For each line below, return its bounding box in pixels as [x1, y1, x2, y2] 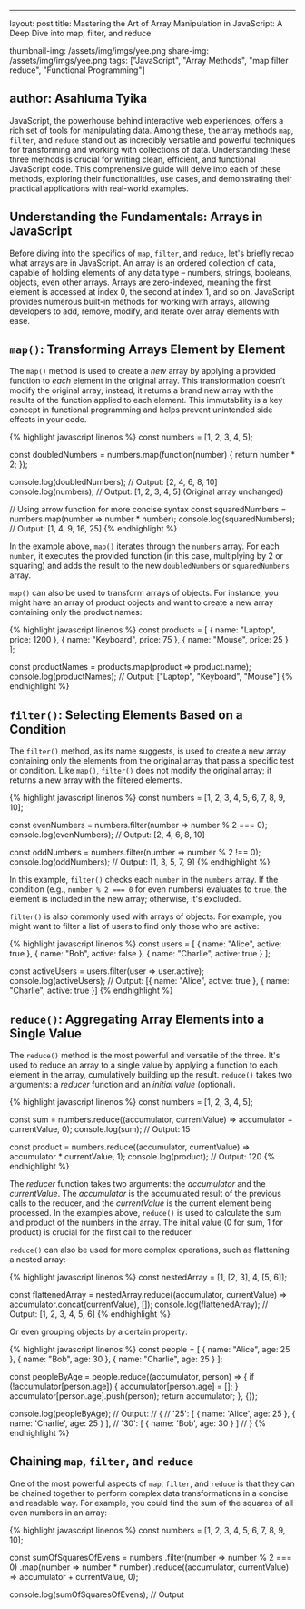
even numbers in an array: [9, 1507, 107, 1518]
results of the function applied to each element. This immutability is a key [9, 395, 283, 406]
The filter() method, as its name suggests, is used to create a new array [9, 745, 286, 756]
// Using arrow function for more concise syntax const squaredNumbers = [9, 504, 287, 515]
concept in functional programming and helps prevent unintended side [9, 404, 273, 415]
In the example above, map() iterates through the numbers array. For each [9, 541, 280, 552]
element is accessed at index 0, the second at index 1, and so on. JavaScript [9, 286, 295, 297]
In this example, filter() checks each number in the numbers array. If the [9, 875, 279, 885]
